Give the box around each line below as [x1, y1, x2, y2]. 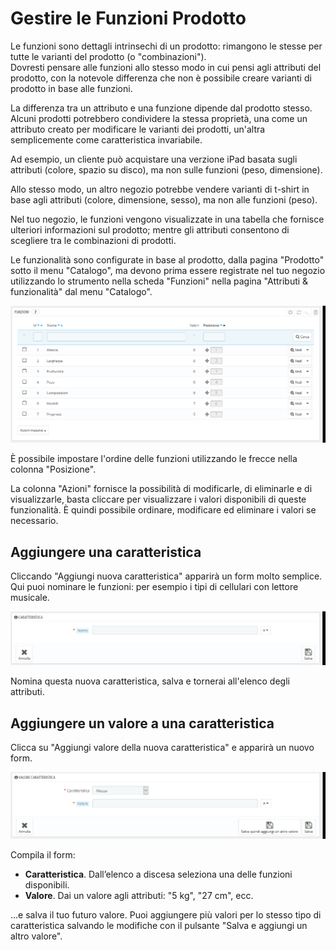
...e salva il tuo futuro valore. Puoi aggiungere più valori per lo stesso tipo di [10, 908, 322, 921]
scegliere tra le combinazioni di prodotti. [10, 234, 177, 246]
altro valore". [10, 930, 63, 942]
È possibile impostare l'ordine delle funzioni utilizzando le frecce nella [10, 453, 298, 465]
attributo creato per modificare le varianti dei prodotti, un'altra [10, 123, 266, 135]
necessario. [10, 515, 59, 527]
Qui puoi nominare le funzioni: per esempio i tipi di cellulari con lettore [10, 580, 299, 592]
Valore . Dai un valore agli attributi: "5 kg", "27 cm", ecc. [24, 889, 254, 901]
